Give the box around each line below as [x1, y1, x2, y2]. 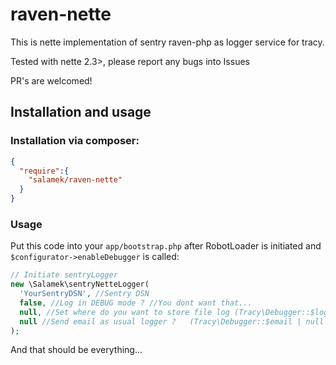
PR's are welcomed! [10, 74, 93, 87]
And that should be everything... [10, 344, 143, 356]
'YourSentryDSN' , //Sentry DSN [19, 289, 150, 299]
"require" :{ [19, 166, 70, 176]
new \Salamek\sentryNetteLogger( [10, 279, 150, 290]
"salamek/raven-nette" [28, 175, 123, 185]
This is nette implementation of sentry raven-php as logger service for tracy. [10, 36, 325, 48]
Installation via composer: [10, 134, 140, 148]
